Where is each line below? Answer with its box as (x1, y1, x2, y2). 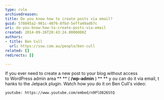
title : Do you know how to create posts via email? (5, 16, 113, 21)
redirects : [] (5, 52, 34, 58)
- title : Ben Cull (5, 39, 43, 44)
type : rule (5, 7, 27, 12)
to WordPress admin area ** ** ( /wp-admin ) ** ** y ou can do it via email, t (5, 75, 159, 81)
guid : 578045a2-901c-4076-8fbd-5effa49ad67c (5, 21, 97, 26)
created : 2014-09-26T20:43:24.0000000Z (5, 30, 87, 35)
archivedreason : (5, 12, 38, 17)
